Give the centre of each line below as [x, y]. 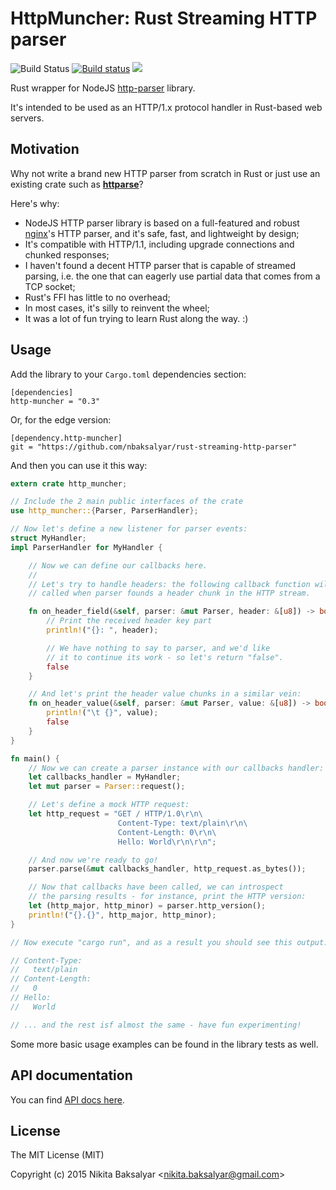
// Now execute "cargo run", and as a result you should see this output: [169, 942]
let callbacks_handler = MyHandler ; [105, 777]
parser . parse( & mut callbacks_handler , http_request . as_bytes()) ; [167, 869]
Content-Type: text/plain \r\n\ [182, 823]
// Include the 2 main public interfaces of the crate [127, 502]
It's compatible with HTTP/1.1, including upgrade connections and [159, 244]
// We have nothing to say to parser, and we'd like [158, 648]
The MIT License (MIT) [57, 1155]
